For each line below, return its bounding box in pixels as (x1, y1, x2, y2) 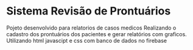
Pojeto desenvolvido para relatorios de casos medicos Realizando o (6, 24, 177, 31)
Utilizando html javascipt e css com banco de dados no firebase (6, 37, 167, 44)
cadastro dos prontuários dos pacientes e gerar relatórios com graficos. (6, 30, 187, 37)
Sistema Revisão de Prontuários (6, 4, 171, 18)
